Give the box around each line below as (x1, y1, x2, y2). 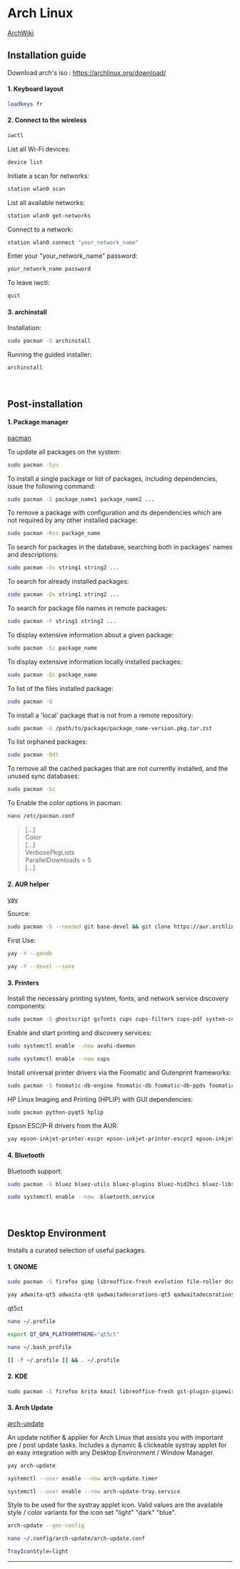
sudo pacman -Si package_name (7, 644, 98, 652)
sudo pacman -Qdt (7, 752, 59, 759)
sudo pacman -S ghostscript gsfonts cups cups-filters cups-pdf (7, 1016, 203, 1023)
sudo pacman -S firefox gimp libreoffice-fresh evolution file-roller (7, 1278, 222, 1285)
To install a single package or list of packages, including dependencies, (7, 474, 218, 483)
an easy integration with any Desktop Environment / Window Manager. (7, 1448, 215, 1457)
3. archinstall (7, 307, 48, 316)
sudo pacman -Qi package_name (7, 671, 98, 678)
